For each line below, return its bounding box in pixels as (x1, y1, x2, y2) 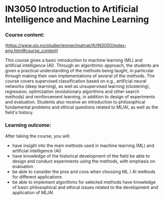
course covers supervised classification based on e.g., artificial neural (5, 78, 147, 84)
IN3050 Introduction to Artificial (5, 3, 139, 15)
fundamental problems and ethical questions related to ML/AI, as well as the (5, 104, 158, 110)
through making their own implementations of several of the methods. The (5, 73, 155, 79)
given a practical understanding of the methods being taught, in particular (5, 68, 154, 74)
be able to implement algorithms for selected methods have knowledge (12, 179, 156, 185)
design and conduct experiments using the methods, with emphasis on (12, 158, 156, 164)
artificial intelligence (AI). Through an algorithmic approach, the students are (5, 62, 159, 68)
